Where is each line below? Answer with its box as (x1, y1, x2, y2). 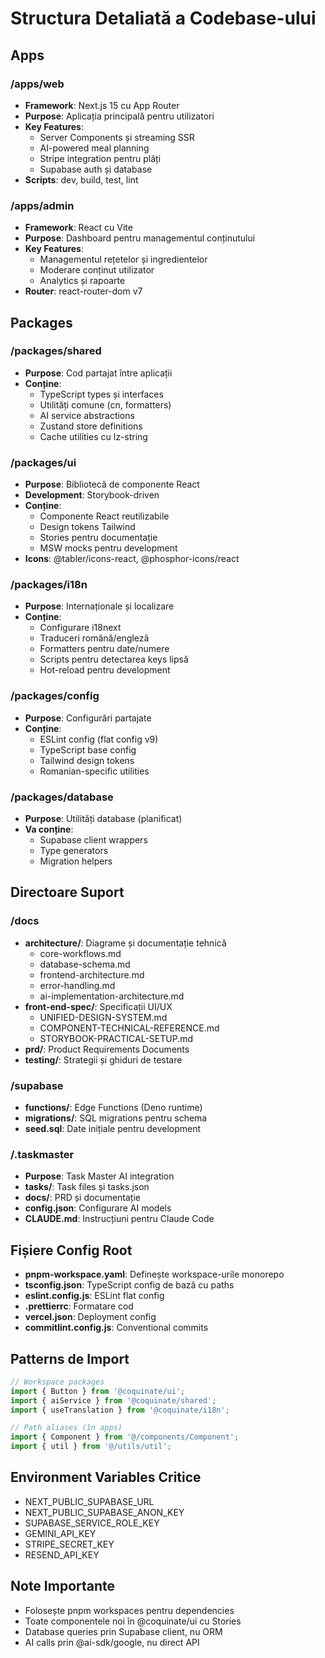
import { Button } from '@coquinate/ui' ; (10, 1386, 186, 1396)
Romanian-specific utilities (39, 765, 150, 777)
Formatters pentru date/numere (39, 643, 170, 655)
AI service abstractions (39, 409, 135, 421)
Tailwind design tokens (39, 754, 135, 766)
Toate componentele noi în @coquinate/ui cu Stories (24, 1615, 242, 1627)
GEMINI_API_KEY (24, 1527, 97, 1539)
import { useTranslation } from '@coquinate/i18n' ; (10, 1405, 230, 1415)
